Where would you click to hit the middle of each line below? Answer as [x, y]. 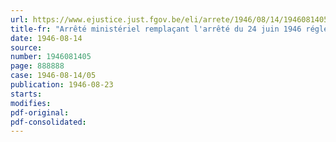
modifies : [31, 103]
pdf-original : [40, 112]
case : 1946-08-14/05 [53, 76]
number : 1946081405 [51, 57]
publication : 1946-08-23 [62, 85]
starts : [26, 94]
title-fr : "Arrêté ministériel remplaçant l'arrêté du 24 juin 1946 [156, 29]
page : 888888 [37, 66]
